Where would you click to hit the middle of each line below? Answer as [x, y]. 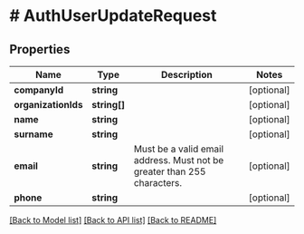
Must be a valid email [179, 149]
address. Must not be [179, 160]
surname [33, 134]
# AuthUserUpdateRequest [113, 16]
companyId [39, 90]
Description [187, 75]
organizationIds [48, 105]
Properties [40, 49]
